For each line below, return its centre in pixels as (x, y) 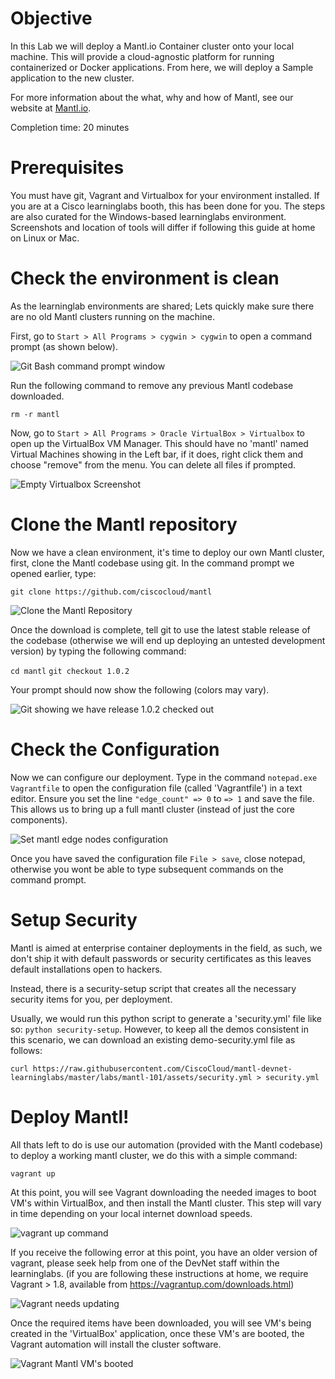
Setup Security (74, 919)
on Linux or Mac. (45, 238)
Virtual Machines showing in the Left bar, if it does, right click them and (157, 454)
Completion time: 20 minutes (70, 127)
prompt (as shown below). (64, 346)
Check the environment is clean (145, 278)
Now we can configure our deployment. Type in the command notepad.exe (164, 777)
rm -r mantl (35, 414)
